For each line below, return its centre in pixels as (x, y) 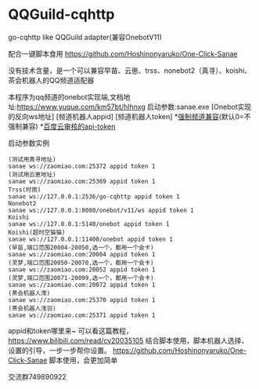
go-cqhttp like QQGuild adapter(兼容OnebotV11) (85, 37)
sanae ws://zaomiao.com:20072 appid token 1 (82, 285)
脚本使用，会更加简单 (83, 360)
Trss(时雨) (25, 190)
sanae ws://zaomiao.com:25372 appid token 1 (82, 166)
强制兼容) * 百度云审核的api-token (62, 126)
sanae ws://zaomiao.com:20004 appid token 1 (82, 254)
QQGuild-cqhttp (61, 15)
